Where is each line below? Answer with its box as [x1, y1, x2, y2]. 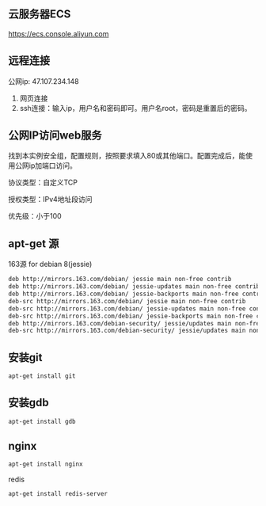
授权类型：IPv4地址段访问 [8, 195, 93, 204]
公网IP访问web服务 [8, 129, 102, 143]
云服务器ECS [8, 7, 71, 21]
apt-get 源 [8, 237, 59, 250]
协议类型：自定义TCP [8, 177, 78, 188]
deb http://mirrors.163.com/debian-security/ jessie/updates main [8, 319, 232, 327]
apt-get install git [8, 372, 77, 380]
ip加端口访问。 [28, 161, 77, 170]
